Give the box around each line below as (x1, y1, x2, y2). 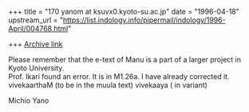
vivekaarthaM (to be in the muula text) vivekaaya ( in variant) (8, 80, 207, 90)
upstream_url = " (8, 15, 64, 25)
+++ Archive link (8, 39, 63, 49)
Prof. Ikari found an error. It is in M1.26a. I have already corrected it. (8, 72, 230, 81)
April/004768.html (8, 24, 69, 33)
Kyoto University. (8, 63, 65, 73)
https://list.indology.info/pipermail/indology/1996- (62, 15, 226, 25)
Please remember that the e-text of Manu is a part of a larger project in (8, 55, 242, 64)
